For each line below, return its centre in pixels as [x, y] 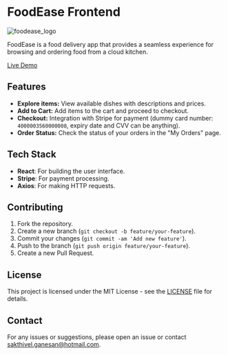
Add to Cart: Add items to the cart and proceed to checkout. [103, 110]
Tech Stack [32, 155]
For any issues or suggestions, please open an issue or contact [97, 337]
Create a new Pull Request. [55, 253]
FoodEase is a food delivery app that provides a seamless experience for [111, 44]
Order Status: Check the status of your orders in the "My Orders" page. [119, 132]
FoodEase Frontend [64, 12]
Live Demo [22, 65]
